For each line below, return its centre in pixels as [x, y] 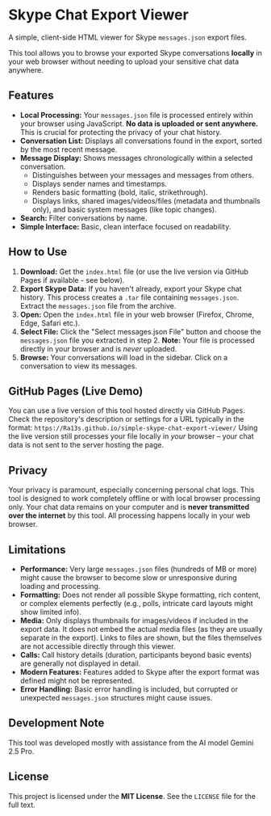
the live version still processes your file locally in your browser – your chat [131, 436]
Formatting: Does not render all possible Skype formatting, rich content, [140, 595]
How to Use [38, 252]
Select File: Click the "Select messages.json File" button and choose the [140, 331]
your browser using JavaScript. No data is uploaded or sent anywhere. [139, 124]
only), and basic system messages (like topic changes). [124, 209]
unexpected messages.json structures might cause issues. [116, 698]
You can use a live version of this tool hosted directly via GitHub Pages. [127, 410]
